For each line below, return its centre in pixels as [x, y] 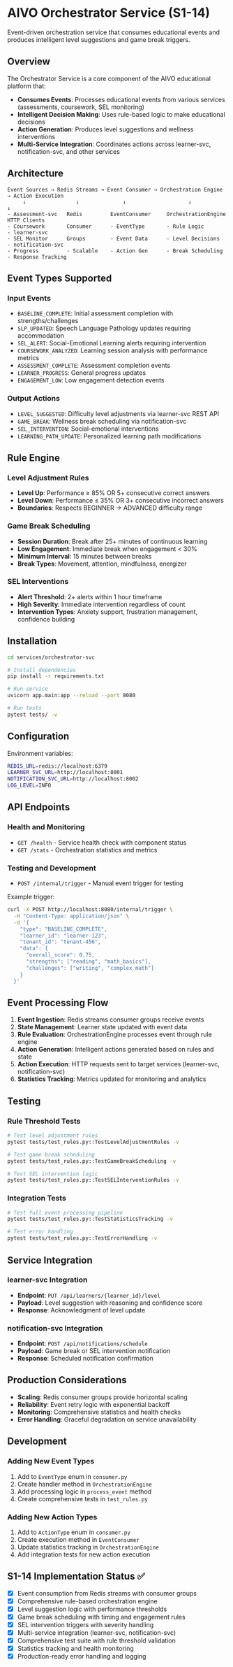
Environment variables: [40, 753]
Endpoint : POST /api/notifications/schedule [82, 1343]
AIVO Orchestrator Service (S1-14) [109, 13]
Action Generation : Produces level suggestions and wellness [105, 129]
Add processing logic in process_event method [84, 1491]
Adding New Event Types [51, 1461]
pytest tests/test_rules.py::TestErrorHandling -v [82, 1238]
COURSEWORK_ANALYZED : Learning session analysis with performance [112, 350]
